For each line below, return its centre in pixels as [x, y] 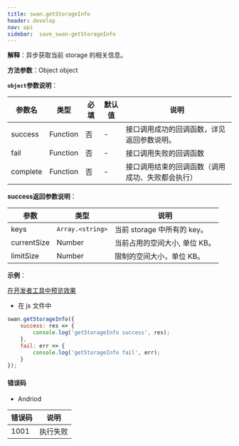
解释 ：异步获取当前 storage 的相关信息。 [67, 55]
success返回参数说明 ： [42, 196]
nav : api [20, 27]
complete [27, 172]
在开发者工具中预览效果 [42, 290]
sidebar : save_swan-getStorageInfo [62, 34]
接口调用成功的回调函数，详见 [176, 129]
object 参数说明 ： [33, 86]
